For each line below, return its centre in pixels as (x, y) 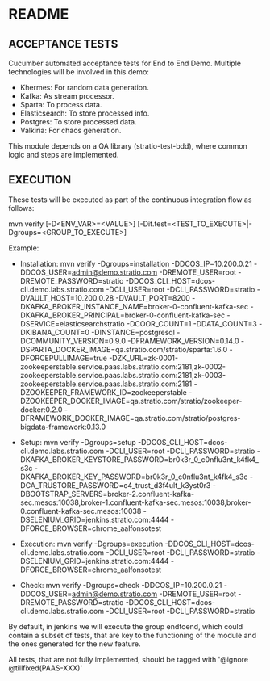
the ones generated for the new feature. (75, 644)
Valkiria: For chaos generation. (71, 130)
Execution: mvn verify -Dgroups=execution (91, 544)
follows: (21, 208)
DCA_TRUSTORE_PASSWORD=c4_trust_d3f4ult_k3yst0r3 (115, 485)
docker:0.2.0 (41, 410)
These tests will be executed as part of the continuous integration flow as (130, 200)
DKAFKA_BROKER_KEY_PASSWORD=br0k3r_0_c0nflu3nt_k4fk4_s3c (134, 477)
